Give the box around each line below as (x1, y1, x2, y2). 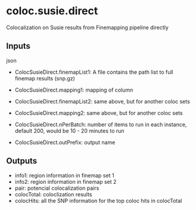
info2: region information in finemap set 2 (14, 178, 117, 185)
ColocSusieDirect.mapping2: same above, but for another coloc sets (14, 109, 183, 117)
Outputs (6, 156, 38, 166)
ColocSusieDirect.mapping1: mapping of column (14, 86, 133, 93)
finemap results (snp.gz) (14, 74, 76, 82)
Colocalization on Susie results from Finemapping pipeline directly (6, 24, 169, 31)
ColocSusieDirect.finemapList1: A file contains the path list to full (14, 68, 174, 76)
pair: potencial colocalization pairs (14, 184, 99, 192)
